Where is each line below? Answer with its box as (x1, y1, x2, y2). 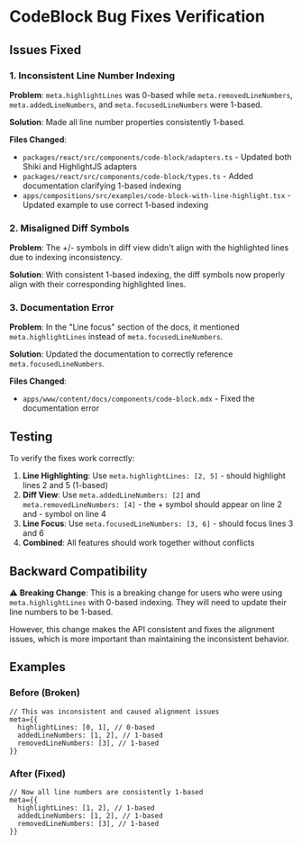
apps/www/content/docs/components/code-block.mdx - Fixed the (22, 394, 255, 404)
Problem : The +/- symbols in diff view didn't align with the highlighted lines (9, 242, 289, 253)
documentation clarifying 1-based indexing (22, 180, 182, 191)
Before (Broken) (9, 686, 81, 699)
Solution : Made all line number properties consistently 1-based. (9, 116, 246, 127)
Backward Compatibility (9, 563, 148, 578)
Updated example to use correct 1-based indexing (22, 199, 209, 210)
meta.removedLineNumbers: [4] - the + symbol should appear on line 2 (22, 499, 282, 510)
